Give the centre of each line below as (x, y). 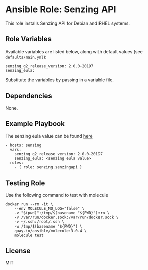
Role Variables (28, 39)
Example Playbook (35, 124)
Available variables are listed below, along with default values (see (74, 51)
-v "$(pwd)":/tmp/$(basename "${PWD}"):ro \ (62, 213)
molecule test (29, 235)
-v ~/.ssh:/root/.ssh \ (39, 222)
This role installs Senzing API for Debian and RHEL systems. (68, 23)
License (18, 251)
